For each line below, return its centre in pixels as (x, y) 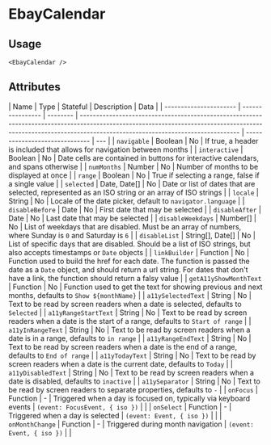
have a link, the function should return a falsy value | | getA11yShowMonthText (135, 278)
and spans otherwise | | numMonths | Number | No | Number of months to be (133, 166)
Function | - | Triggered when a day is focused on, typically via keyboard (129, 398)
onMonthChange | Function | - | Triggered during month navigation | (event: (131, 424)
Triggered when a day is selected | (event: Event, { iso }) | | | (115, 415)
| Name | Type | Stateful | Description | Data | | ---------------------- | (125, 107)
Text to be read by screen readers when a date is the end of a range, (123, 346)
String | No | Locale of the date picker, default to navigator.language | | (127, 201)
